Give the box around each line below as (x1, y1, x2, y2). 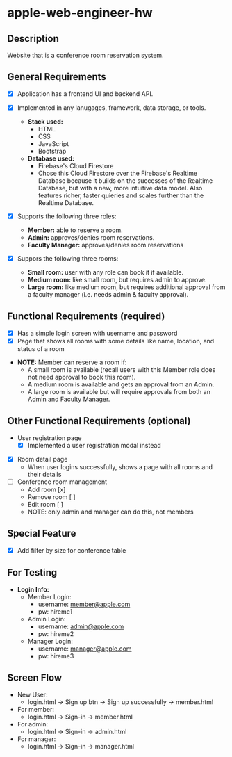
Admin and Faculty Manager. (27, 395, 110, 403)
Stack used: (27, 117, 64, 126)
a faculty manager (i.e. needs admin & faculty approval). (27, 291, 189, 299)
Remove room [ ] (27, 493, 76, 501)
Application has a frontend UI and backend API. (17, 89, 154, 98)
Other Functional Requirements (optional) (7, 415, 191, 427)
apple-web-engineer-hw (7, 5, 153, 21)
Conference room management (17, 478, 108, 486)
